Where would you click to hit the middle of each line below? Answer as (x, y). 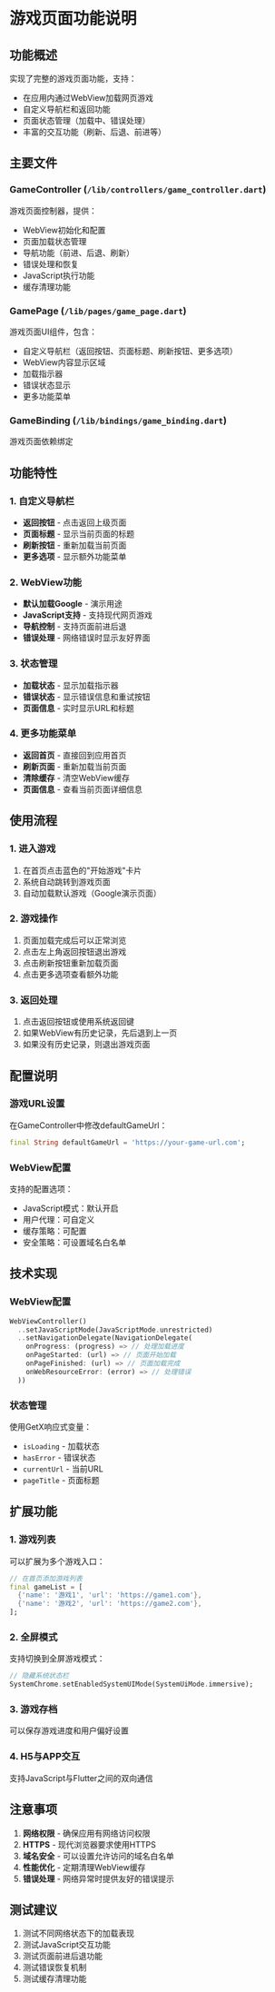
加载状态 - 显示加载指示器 (71, 685)
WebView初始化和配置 (64, 230)
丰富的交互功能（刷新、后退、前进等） (94, 132)
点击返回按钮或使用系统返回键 (78, 1022)
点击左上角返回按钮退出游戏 (74, 951)
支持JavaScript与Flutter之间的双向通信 (81, 1778)
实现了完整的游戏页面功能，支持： (73, 79)
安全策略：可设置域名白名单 (74, 1242)
